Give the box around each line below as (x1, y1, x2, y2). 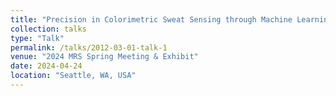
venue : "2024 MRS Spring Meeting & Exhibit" (10, 52, 199, 62)
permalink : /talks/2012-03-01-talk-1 (10, 42, 168, 53)
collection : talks (10, 24, 87, 34)
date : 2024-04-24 (10, 61, 83, 71)
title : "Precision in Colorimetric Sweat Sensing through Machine (10, 14, 293, 25)
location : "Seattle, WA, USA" (10, 71, 137, 81)
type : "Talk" (10, 33, 65, 43)
